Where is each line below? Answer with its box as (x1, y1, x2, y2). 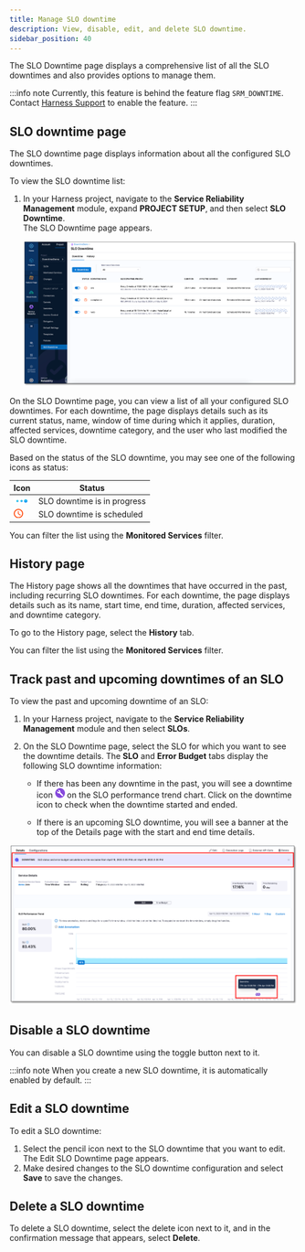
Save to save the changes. (22, 1172, 123, 1183)
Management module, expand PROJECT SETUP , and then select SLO (22, 203, 286, 214)
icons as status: (9, 462, 68, 473)
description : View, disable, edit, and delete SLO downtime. (9, 24, 247, 34)
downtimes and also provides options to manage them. (9, 70, 216, 81)
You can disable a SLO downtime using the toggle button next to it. (9, 1047, 260, 1058)
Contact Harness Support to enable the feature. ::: (9, 97, 198, 109)
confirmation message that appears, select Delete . (9, 1233, 201, 1244)
